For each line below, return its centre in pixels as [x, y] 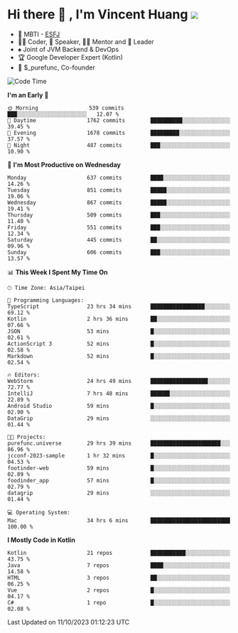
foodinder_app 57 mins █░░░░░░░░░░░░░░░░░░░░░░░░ [119, 480]
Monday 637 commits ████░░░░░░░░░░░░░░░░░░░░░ [119, 178]
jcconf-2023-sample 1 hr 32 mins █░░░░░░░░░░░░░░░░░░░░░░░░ [119, 455]
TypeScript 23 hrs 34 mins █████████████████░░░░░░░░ [119, 306]
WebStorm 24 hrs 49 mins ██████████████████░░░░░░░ [119, 381]
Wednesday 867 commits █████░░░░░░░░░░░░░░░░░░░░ [119, 202]
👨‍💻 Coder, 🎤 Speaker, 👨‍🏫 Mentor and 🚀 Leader [86, 41]
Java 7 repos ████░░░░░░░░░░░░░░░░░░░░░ [119, 565]
